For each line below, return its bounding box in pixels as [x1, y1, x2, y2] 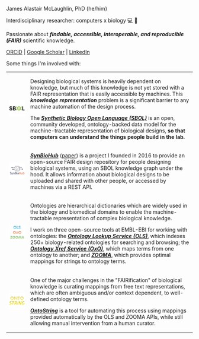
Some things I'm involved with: [6, 60, 81, 67]
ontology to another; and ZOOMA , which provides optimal [30, 252, 171, 259]
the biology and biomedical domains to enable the [30, 208, 152, 216]
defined [30, 295, 49, 302]
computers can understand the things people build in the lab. [30, 133, 185, 140]
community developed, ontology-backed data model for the [30, 121, 176, 128]
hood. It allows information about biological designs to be [30, 171, 170, 178]
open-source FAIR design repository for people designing [30, 159, 171, 165]
